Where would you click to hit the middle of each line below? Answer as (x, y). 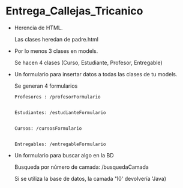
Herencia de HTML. (38, 28)
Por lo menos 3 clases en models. (56, 51)
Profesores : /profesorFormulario (57, 97)
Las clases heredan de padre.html (56, 39)
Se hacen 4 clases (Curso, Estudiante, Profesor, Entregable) (88, 62)
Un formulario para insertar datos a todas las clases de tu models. (96, 74)
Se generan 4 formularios (46, 86)
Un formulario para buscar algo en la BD (64, 155)
